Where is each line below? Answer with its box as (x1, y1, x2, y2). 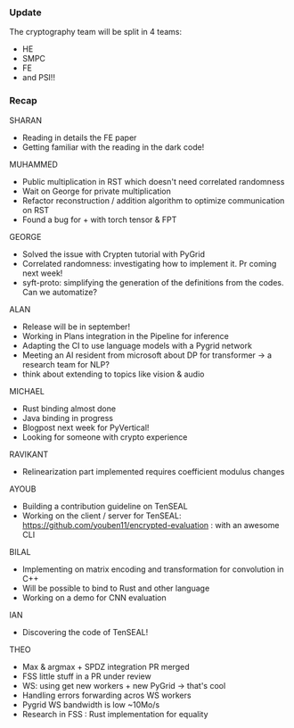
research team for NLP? (21, 359, 110, 369)
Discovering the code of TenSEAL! (21, 626, 149, 637)
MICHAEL (9, 385, 45, 396)
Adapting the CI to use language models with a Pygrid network (21, 340, 252, 351)
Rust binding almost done (21, 403, 117, 414)
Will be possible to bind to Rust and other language (21, 583, 210, 593)
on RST (21, 204, 50, 215)
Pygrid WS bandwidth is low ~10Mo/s (21, 699, 160, 710)
